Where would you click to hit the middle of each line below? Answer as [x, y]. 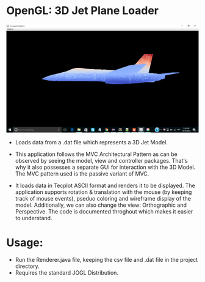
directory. [27, 266]
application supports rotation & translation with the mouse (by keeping [103, 192]
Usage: [25, 243]
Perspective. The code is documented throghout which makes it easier [104, 211]
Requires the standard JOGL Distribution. [67, 272]
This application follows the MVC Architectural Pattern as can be [96, 154]
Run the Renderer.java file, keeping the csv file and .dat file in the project [106, 259]
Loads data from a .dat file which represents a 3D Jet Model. [91, 142]
